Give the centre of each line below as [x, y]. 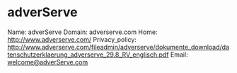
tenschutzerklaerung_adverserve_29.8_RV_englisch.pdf [88, 55]
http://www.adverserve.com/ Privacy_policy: [72, 39]
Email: [179, 55]
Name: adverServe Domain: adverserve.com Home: [82, 32]
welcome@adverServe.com [48, 62]
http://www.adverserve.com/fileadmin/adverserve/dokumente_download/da [118, 47]
